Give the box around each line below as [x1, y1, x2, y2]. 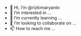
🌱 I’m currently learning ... [9, 15, 62, 20]
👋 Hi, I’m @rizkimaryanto [9, 5, 60, 10]
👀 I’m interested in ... [9, 10, 52, 16]
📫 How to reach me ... [9, 26, 55, 31]
